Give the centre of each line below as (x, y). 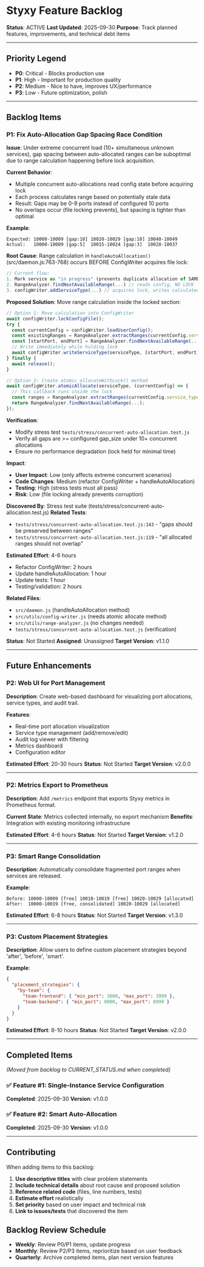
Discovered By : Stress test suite (46, 506)
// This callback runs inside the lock (62, 392)
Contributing (31, 1153)
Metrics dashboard (39, 745)
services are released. (34, 876)
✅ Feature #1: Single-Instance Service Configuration (85, 1086)
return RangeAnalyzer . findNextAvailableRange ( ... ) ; (79, 403)
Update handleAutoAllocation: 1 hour (61, 573)
